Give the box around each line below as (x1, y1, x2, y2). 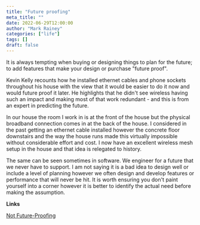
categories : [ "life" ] (6, 31, 60, 37)
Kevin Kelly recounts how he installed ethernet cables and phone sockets (6, 76, 186, 84)
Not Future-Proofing (6, 212, 56, 219)
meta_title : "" (6, 14, 44, 20)
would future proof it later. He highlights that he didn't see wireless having (6, 89, 188, 96)
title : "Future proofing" (6, 8, 70, 15)
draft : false (6, 42, 39, 48)
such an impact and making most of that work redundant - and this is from (6, 95, 189, 102)
